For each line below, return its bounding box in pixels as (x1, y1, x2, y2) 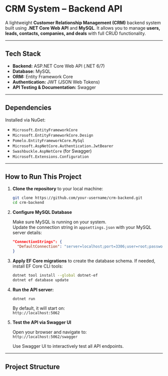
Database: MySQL (12, 68, 51, 74)
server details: (12, 229, 42, 236)
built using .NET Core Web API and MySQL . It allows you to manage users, (5, 25, 160, 31)
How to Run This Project (5, 172, 81, 181)
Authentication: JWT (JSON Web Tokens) (12, 79, 100, 85)
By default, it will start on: (12, 305, 65, 311)
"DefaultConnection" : (17, 244, 62, 249)
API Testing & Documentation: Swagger (12, 84, 96, 90)
